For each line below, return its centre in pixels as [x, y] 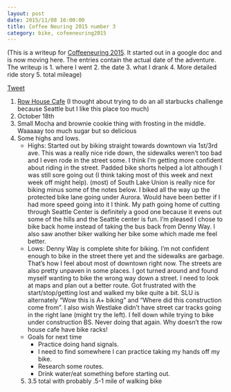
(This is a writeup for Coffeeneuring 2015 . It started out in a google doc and [114, 53]
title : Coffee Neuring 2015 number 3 [62, 26]
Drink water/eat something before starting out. [104, 374]
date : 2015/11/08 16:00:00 [46, 20]
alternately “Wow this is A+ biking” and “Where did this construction [124, 300]
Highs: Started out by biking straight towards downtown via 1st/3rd [122, 145]
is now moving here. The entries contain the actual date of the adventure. [112, 60]
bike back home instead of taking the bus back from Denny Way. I [121, 226]
